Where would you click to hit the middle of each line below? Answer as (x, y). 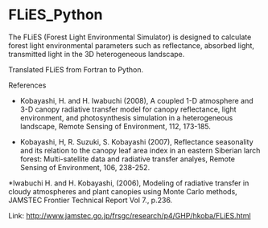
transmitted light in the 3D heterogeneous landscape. (97, 54)
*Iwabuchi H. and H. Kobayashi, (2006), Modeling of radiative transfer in (129, 183)
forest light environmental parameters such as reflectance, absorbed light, (132, 45)
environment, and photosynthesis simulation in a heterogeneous (126, 117)
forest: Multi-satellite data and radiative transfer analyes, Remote (128, 159)
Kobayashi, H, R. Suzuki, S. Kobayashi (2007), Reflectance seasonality (136, 141)
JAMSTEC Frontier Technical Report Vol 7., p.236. (91, 200)
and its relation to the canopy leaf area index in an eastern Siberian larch (140, 150)
